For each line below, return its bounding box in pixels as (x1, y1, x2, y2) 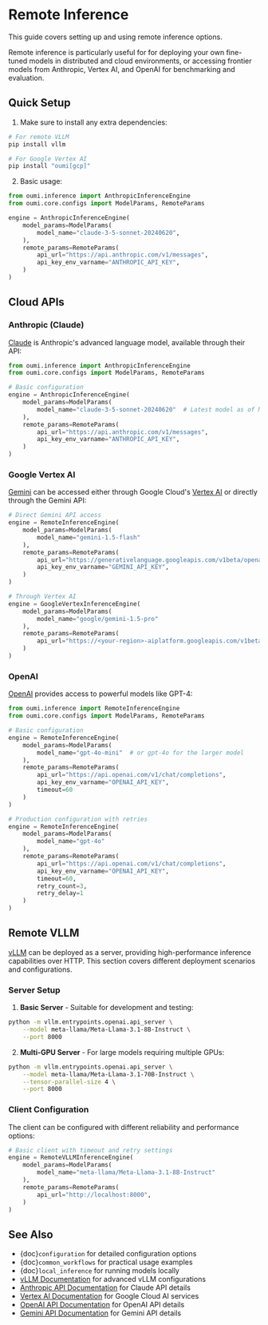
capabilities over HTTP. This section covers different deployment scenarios (8, 956, 256, 965)
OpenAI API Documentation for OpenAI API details (19, 1300, 185, 1310)
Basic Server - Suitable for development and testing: (19, 1003, 194, 1013)
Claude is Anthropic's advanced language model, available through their (8, 337, 246, 347)
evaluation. (8, 73, 45, 82)
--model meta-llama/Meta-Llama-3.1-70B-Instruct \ (22, 1070, 195, 1078)
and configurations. (8, 965, 73, 974)
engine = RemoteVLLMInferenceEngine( (8, 1153, 134, 1162)
